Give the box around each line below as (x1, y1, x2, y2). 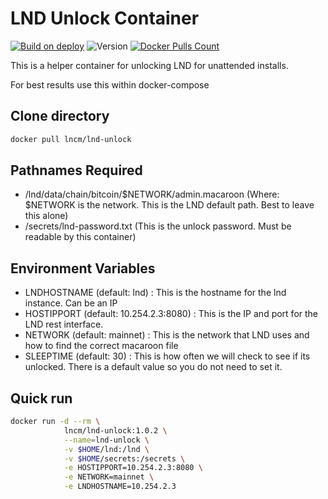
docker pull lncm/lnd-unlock (10, 134, 132, 144)
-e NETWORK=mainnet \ (63, 472, 155, 482)
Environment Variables (10, 260, 156, 277)
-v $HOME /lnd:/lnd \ (63, 444, 150, 454)
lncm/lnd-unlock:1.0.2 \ (63, 425, 168, 436)
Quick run (10, 390, 73, 407)
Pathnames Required (10, 162, 143, 179)
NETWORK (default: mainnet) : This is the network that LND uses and (24, 329, 310, 341)
